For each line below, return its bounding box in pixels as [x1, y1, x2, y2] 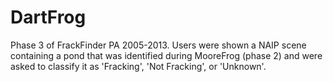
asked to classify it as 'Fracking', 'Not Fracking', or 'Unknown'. [10, 60, 267, 72]
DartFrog [10, 6, 87, 29]
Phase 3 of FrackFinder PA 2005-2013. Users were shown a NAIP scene [10, 39, 307, 51]
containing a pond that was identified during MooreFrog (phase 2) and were [10, 49, 323, 61]
